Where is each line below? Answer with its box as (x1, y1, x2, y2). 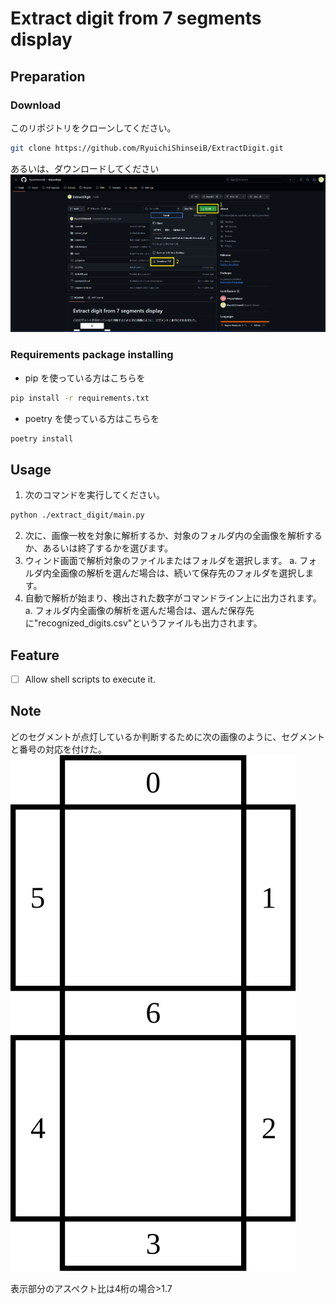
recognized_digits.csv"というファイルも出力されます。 (38, 617, 263, 629)
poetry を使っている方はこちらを (24, 412, 160, 424)
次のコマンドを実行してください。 (24, 489, 165, 501)
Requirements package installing (10, 348, 174, 362)
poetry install (10, 433, 74, 444)
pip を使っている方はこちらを (24, 372, 146, 384)
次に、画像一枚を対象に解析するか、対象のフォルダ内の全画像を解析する (24, 530, 323, 542)
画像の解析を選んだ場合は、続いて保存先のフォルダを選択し (59, 567, 306, 579)
